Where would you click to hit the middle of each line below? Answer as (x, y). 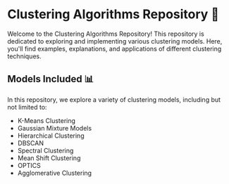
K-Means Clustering (47, 120)
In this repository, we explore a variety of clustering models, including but (114, 99)
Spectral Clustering (45, 150)
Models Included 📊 (50, 79)
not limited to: (27, 107)
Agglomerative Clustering (55, 173)
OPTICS (29, 165)
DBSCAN (31, 143)
